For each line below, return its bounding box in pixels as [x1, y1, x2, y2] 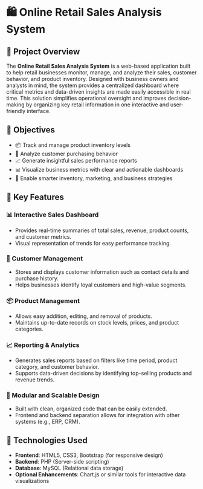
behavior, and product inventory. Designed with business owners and [6, 76, 179, 82]
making [6, 101, 25, 108]
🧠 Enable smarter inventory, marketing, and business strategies [14, 174, 173, 182]
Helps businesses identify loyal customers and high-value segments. [14, 281, 187, 288]
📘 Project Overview [6, 47, 80, 57]
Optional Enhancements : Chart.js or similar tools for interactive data [14, 470, 186, 478]
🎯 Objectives [6, 125, 56, 135]
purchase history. [14, 274, 59, 282]
